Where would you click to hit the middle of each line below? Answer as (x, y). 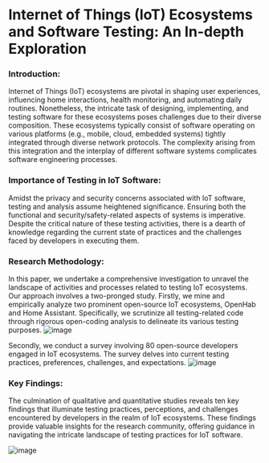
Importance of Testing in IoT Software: (85, 181)
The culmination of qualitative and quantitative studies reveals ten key (124, 401)
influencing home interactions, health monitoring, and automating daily (125, 100)
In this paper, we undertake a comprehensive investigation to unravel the (128, 279)
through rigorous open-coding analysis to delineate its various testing (124, 322)
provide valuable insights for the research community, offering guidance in (132, 426)
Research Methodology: (56, 261)
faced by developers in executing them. (74, 240)
